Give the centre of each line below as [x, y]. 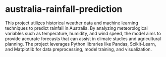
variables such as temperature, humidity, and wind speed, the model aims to [83, 33]
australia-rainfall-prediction [64, 9]
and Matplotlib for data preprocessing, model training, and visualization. [79, 49]
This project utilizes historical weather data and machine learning [72, 23]
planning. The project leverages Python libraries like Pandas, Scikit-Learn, [81, 44]
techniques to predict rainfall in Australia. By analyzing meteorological [76, 28]
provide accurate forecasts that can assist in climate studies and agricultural [83, 39]
